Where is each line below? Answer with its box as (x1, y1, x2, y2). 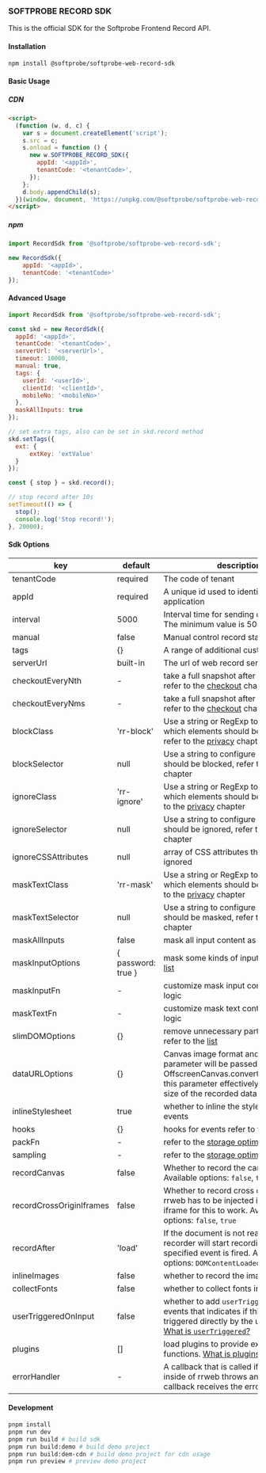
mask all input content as (163, 934, 256, 946)
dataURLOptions (12, 1068, 74, 1079)
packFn (12, 1136, 40, 1148)
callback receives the (163, 1380, 243, 1391)
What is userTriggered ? (163, 1325, 251, 1336)
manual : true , (15, 362, 62, 370)
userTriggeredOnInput (12, 1311, 95, 1322)
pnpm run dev (8, 1428, 51, 1436)
